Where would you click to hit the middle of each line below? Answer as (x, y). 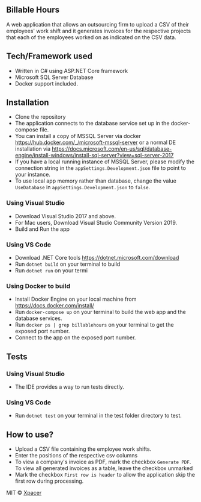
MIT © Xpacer (24, 493)
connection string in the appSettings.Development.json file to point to (100, 168)
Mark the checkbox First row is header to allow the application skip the (105, 475)
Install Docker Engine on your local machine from (76, 299)
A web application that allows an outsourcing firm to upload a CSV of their (98, 24)
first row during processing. (49, 481)
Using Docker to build (38, 286)
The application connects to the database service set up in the (92, 124)
